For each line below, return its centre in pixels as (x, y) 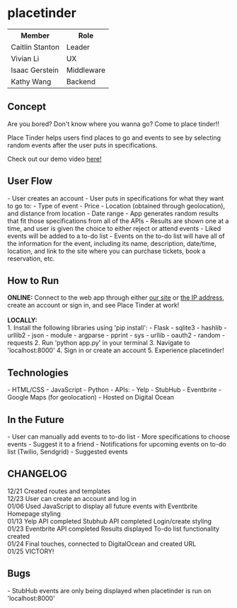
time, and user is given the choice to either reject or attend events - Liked (114, 228)
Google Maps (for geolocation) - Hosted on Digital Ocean (91, 398)
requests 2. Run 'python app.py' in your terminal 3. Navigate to (99, 343)
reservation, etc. (31, 258)
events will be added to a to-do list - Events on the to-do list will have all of (116, 236)
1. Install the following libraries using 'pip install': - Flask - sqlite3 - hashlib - (117, 328)
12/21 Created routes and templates (59, 491)
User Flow (30, 181)
